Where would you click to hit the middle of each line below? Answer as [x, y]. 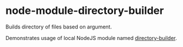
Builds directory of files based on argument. [59, 27]
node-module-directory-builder [85, 11]
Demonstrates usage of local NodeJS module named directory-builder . [91, 38]
